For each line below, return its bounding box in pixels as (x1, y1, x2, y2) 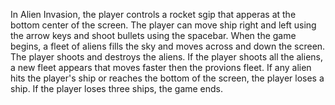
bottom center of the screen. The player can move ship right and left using (10, 19, 317, 31)
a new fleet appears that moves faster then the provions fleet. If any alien (10, 62, 312, 73)
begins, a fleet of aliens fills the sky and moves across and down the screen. (10, 40, 326, 52)
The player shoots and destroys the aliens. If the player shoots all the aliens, (10, 51, 324, 63)
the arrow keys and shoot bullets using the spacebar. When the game (10, 30, 297, 41)
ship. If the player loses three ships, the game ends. (10, 83, 224, 94)
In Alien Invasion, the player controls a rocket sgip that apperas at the (10, 9, 297, 20)
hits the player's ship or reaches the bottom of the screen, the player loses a (10, 72, 325, 84)
